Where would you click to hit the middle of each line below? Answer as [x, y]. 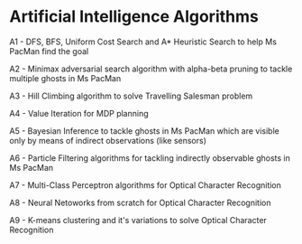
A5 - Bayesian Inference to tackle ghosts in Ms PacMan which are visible [144, 131]
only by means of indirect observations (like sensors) [108, 140]
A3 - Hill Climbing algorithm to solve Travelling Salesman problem [131, 96]
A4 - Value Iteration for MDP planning [79, 113]
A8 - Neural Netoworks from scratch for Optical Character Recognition [140, 202]
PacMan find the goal [49, 51]
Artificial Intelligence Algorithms [134, 17]
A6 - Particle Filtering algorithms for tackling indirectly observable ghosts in [150, 158]
